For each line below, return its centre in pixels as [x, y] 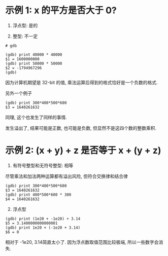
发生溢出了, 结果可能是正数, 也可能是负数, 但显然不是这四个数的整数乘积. [81, 128]
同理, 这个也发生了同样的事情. [36, 117]
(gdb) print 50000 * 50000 [34, 63]
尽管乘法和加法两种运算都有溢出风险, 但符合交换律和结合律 [66, 176]
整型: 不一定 [25, 36]
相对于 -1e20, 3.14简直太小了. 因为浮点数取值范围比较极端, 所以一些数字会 [82, 242]
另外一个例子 [19, 93]
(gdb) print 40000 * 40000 [34, 54]
